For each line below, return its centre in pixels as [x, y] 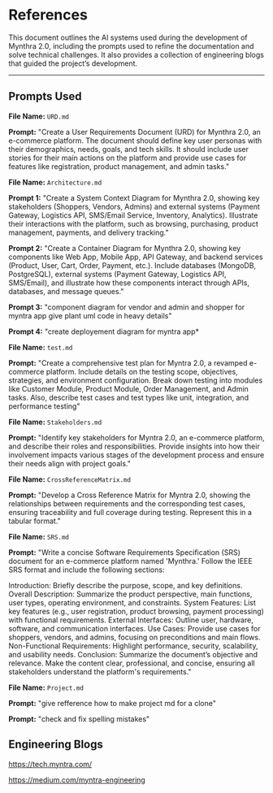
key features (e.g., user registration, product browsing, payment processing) [136, 611]
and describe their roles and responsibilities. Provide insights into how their [134, 446]
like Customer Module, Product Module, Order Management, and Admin [129, 388]
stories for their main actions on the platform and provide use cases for [127, 158]
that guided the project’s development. [73, 63]
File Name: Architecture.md [55, 182]
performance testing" [44, 406]
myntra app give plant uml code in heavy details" [90, 315]
